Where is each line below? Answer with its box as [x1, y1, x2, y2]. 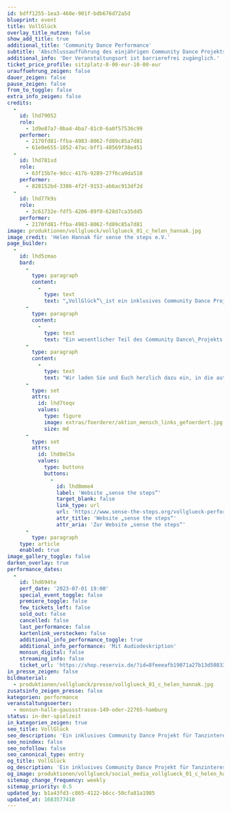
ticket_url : [19, 662, 54, 669]
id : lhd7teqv [37, 400, 76, 407]
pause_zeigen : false [7, 80, 67, 87]
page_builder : [7, 240, 48, 247]
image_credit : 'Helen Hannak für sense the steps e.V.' [7, 234, 170, 241]
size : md [43, 425, 69, 432]
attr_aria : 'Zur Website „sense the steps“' [56, 521, 186, 528]
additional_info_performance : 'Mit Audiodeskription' [19, 643, 177, 649]
